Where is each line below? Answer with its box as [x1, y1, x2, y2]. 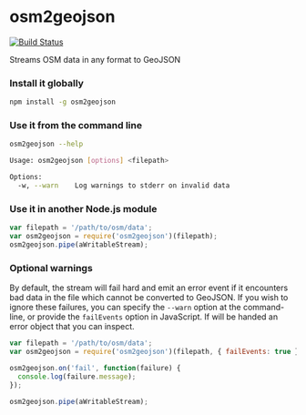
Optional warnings [9, 261, 93, 274]
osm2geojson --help [9, 139, 84, 149]
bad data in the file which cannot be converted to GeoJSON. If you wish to [9, 292, 289, 303]
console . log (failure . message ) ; [17, 371, 137, 381]
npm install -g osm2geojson [9, 97, 117, 106]
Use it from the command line [9, 119, 143, 132]
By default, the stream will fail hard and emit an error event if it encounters [9, 282, 289, 293]
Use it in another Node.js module [9, 202, 158, 215]
